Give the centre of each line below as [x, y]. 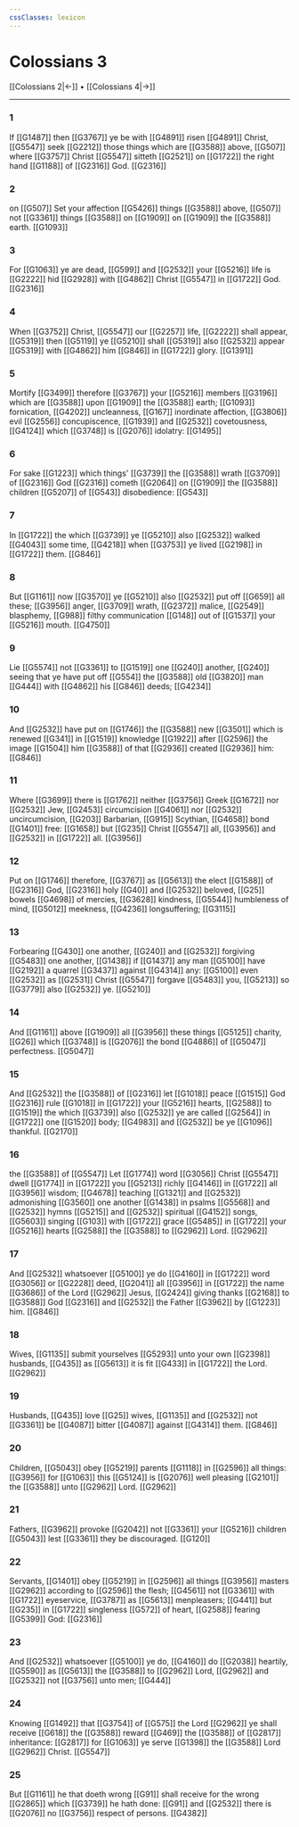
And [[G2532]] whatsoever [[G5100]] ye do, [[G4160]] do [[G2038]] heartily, [149, 1662]
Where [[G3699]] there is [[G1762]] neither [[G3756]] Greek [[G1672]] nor [144, 800]
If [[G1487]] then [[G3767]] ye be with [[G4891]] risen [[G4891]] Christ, [139, 137]
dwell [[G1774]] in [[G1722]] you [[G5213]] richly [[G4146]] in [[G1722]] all [143, 1183]
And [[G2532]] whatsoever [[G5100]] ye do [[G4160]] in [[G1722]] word [140, 1274]
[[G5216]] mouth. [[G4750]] [60, 625]
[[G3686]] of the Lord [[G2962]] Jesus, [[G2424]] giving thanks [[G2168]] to [149, 1292]
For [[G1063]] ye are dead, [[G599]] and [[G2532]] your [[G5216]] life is [140, 270]
